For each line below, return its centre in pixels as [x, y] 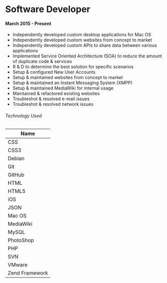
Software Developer [48, 9]
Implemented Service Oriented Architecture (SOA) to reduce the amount [87, 56]
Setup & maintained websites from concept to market [68, 78]
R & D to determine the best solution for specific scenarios [73, 67]
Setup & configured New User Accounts [54, 72]
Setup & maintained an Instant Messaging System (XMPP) [72, 83]
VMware [18, 264]
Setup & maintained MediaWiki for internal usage [63, 88]
